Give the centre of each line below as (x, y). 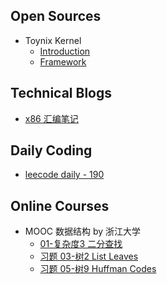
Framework (63, 61)
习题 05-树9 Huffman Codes (98, 269)
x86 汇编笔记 (51, 118)
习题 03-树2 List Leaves (89, 256)
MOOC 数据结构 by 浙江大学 (83, 231)
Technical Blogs (61, 93)
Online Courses (60, 205)
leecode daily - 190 (64, 175)
